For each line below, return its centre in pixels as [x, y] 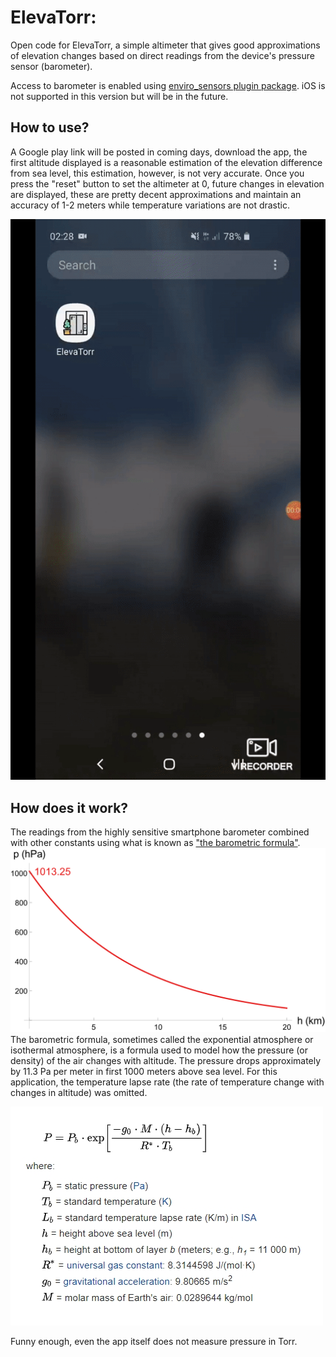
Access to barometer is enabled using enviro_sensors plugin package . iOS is [168, 85]
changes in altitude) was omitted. [79, 1093]
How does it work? [69, 807]
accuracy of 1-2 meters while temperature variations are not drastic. [150, 205]
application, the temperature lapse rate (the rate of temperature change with [167, 1082]
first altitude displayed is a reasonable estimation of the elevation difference [166, 162]
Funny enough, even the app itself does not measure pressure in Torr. [154, 1342]
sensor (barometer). [51, 66]
